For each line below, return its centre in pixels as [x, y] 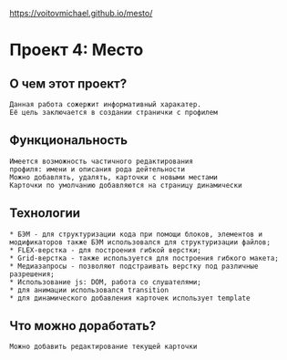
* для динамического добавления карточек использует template [130, 298]
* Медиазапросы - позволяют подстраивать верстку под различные [134, 266]
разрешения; [32, 274]
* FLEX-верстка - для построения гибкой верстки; [106, 250]
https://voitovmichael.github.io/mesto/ [81, 13]
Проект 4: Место [77, 50]
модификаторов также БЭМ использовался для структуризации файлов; [140, 242]
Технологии [45, 213]
